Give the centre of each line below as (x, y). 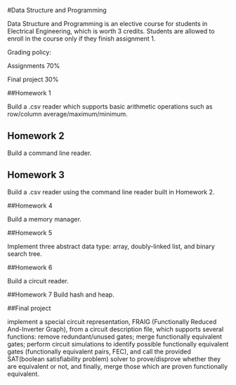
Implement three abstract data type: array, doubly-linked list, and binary (111, 246)
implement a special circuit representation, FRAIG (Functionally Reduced (112, 321)
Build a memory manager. (45, 219)
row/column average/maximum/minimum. (67, 114)
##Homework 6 (30, 267)
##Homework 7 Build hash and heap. (61, 295)
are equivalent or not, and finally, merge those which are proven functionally (118, 366)
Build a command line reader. (50, 153)
